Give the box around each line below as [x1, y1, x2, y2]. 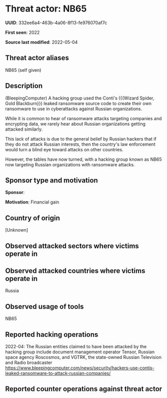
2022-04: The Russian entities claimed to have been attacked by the [5, 344, 147, 350]
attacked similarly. [5, 126, 43, 132]
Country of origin [5, 214, 60, 222]
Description [5, 81, 43, 90]
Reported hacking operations [5, 330, 99, 339]
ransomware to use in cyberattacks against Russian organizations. [5, 106, 142, 112]
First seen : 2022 [5, 29, 40, 35]
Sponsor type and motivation [5, 176, 98, 184]
